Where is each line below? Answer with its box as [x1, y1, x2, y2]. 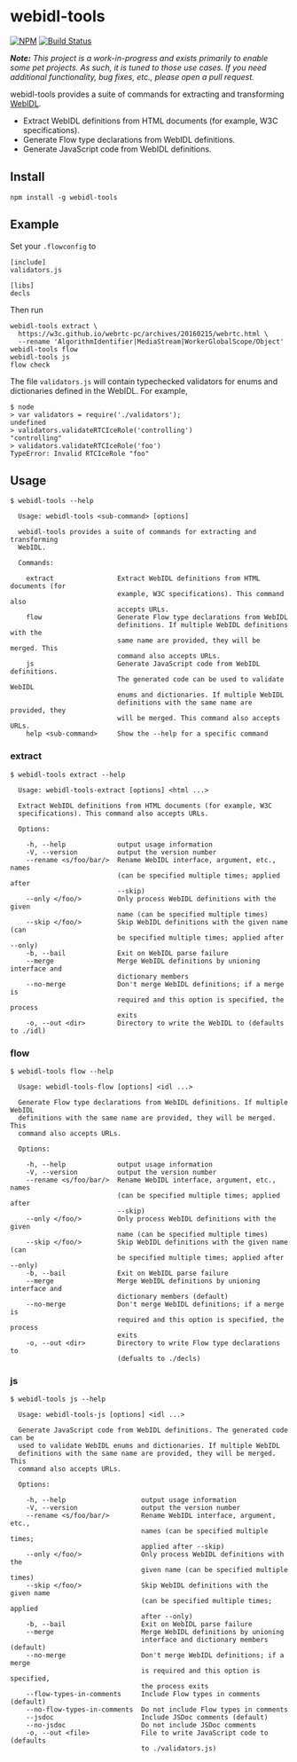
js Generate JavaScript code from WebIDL [26, 659, 261, 669]
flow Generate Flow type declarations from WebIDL [26, 613, 289, 622]
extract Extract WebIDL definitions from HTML [26, 574, 261, 583]
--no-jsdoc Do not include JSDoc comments [26, 1721, 256, 1730]
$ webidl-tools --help [10, 497, 94, 506]
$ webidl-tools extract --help [10, 770, 126, 779]
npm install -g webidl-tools [10, 193, 118, 201]
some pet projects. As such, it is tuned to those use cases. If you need [10, 62, 267, 73]
